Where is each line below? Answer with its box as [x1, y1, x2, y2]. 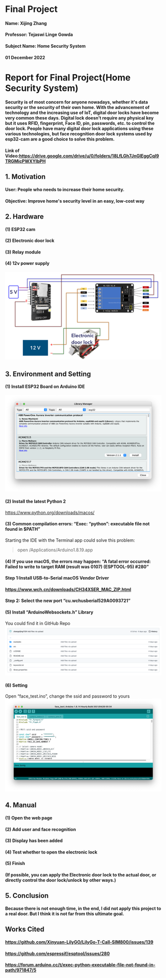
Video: [5, 153, 19, 159]
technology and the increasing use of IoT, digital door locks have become [5, 110, 159, 116]
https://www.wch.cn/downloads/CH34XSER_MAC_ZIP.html [5, 586, 131, 592]
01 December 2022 [5, 54, 46, 60]
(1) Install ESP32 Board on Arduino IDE [5, 383, 85, 389]
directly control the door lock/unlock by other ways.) [5, 877, 116, 883]
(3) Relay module [5, 249, 41, 255]
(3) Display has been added [5, 838, 63, 844]
